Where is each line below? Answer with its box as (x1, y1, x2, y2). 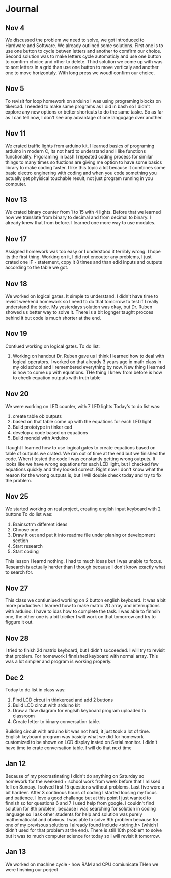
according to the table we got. (5, 264, 69, 271)
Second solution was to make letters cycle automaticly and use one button (5, 53, 161, 59)
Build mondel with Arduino (12, 435, 68, 441)
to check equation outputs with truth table (12, 374, 101, 381)
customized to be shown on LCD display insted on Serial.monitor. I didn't (5, 739, 158, 745)
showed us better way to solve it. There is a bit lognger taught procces (5, 309, 154, 316)
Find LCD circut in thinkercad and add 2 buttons (12, 696, 113, 703)
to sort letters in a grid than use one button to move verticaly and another (5, 64, 159, 70)
